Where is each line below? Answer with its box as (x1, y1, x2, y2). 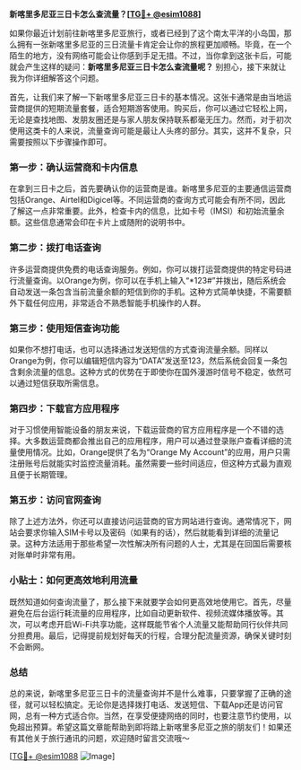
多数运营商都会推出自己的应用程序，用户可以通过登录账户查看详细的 (32, 435, 284, 447)
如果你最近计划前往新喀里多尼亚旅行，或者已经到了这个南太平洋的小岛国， (9, 28, 284, 39)
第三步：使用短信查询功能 (9, 322, 120, 335)
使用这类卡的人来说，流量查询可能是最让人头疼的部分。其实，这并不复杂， (9, 126, 284, 136)
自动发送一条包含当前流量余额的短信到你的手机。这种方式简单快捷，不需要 (9, 286, 284, 297)
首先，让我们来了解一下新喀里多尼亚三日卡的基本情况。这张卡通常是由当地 (9, 92, 284, 102)
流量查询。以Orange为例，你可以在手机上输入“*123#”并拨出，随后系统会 (16, 275, 287, 285)
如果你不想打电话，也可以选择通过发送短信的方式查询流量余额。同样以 (9, 344, 269, 354)
